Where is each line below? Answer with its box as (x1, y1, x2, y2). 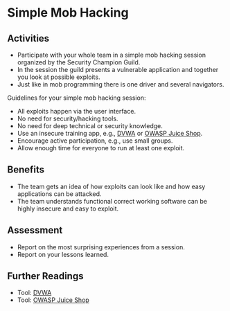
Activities (7, 33, 50, 44)
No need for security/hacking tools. (17, 114, 118, 123)
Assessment (7, 224, 63, 236)
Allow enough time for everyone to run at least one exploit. (17, 144, 185, 152)
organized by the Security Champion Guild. (17, 58, 141, 66)
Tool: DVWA (17, 289, 52, 297)
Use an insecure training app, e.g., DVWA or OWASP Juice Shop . (17, 130, 203, 137)
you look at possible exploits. (17, 73, 100, 81)
